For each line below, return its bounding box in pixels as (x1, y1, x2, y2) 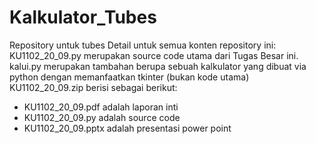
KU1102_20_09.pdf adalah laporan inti (23, 101, 179, 113)
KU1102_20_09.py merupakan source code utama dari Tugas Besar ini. (9, 49, 299, 61)
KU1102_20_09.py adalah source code (23, 111, 181, 123)
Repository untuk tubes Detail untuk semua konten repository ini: (9, 39, 277, 51)
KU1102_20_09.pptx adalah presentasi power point (23, 122, 232, 134)
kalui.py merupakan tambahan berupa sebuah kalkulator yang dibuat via (9, 60, 307, 72)
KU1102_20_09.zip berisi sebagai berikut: (9, 81, 178, 93)
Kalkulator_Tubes (9, 6, 157, 29)
